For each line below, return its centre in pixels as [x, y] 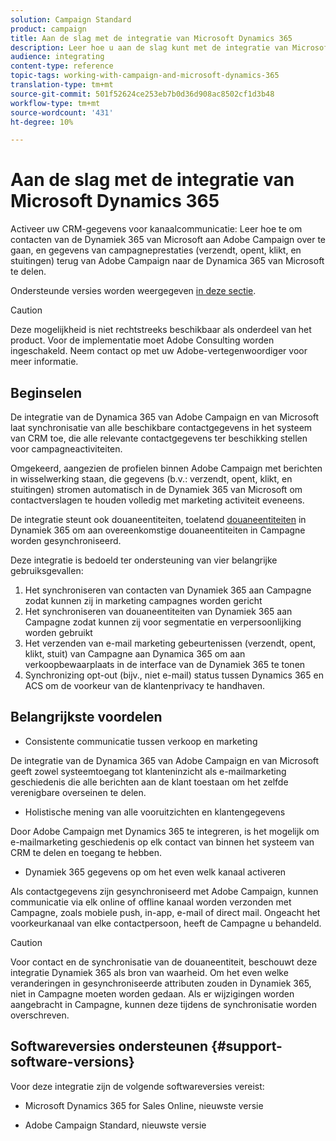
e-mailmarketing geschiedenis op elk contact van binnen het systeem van [162, 842]
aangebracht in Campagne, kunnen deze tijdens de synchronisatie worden [164, 1004]
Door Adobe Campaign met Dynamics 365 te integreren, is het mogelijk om [165, 831]
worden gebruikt [58, 632]
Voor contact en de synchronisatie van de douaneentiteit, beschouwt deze [164, 962]
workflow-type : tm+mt [55, 103]
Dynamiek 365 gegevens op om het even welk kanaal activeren [155, 872]
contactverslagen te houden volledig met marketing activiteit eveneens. [157, 500]
